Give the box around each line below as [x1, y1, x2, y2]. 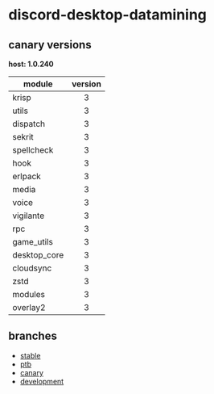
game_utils [12, 237, 54, 247]
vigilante [12, 210, 45, 221]
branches [8, 329, 58, 343]
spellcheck [12, 145, 54, 155]
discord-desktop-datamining [8, 6, 208, 24]
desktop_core [12, 249, 64, 260]
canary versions [8, 38, 92, 52]
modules [12, 289, 46, 300]
